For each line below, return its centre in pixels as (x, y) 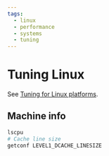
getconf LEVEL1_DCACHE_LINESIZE (54, 145)
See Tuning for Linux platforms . (53, 94)
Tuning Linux (46, 75)
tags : (15, 14)
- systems (28, 33)
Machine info (37, 116)
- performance (34, 27)
